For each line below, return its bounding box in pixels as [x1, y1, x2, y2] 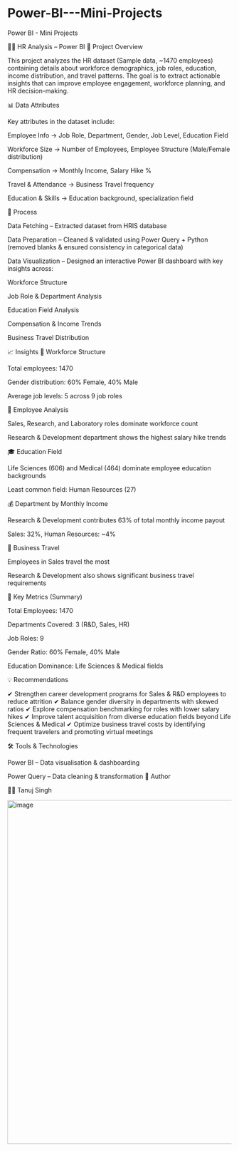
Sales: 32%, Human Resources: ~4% [7, 530, 116, 538]
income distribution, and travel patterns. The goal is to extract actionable [7, 71, 221, 80]
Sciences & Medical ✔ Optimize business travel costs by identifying [7, 720, 206, 728]
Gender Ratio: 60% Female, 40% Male [7, 647, 120, 656]
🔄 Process [7, 207, 38, 216]
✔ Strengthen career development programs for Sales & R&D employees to [7, 689, 226, 698]
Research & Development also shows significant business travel [7, 571, 194, 579]
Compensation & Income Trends [7, 319, 102, 328]
